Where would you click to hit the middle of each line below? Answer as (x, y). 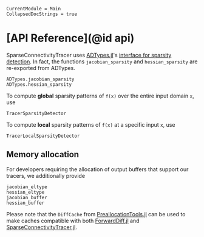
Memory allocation (43, 154)
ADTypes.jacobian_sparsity (40, 79)
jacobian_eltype (27, 187)
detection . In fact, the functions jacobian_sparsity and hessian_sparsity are (102, 62)
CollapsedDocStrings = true (42, 14)
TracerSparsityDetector (36, 113)
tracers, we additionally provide (46, 175)
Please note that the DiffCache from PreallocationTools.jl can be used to (96, 214)
